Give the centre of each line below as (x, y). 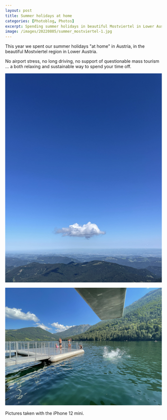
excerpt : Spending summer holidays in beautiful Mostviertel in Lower (80, 26)
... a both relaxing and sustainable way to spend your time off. (68, 67)
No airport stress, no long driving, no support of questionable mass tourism (82, 61)
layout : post (19, 10)
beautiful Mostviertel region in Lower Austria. (51, 52)
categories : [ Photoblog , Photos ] (40, 21)
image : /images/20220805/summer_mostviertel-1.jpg (59, 32)
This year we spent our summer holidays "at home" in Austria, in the (75, 46)
